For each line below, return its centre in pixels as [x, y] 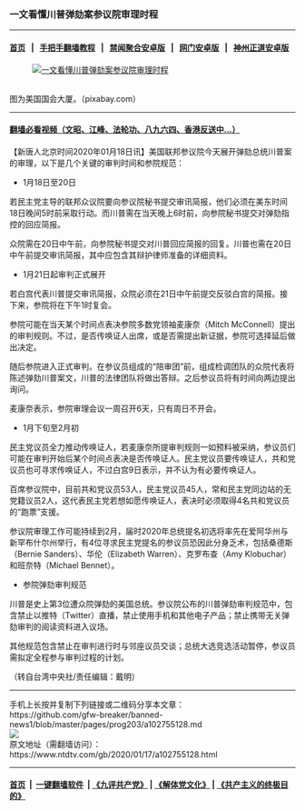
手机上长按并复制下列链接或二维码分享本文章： [97, 704]
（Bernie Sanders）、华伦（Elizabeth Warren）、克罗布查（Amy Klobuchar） [151, 554]
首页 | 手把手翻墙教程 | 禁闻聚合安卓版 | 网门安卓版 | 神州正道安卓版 [149, 47]
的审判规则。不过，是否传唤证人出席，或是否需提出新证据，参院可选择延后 [148, 335]
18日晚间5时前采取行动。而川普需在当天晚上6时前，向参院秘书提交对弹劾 [146, 213]
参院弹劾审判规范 [54, 585]
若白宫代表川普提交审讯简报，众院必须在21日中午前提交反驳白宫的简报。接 [149, 294]
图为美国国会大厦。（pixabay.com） [75, 98]
